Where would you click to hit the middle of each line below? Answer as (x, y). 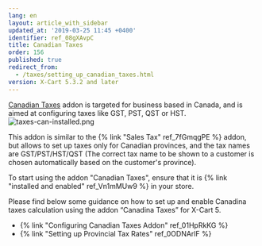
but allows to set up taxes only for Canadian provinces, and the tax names (129, 145)
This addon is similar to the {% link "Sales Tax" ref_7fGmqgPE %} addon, (127, 136)
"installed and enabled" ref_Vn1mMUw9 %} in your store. (101, 186)
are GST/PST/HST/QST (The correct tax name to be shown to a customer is (131, 154)
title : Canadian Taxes (46, 45)
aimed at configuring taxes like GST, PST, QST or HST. (97, 113)
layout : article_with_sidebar (58, 23)
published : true (35, 60)
